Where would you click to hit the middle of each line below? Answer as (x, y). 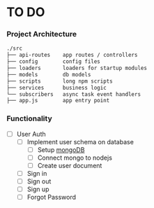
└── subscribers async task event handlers (74, 94)
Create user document (70, 165)
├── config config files (53, 62)
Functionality (30, 118)
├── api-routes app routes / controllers (72, 55)
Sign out (39, 181)
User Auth (31, 134)
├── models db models (49, 74)
